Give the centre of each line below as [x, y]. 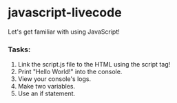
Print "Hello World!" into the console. [70, 72]
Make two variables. [46, 87]
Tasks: [19, 49]
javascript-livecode [65, 13]
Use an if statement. [46, 93]
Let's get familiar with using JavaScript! [64, 32]
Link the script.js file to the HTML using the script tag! [94, 65]
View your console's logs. [54, 79]
